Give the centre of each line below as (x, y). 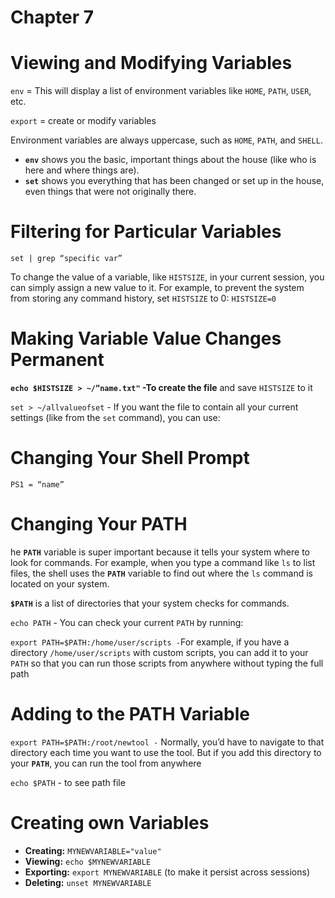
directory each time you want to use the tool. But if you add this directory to (166, 752)
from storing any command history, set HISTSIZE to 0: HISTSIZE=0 (143, 298)
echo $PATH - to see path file (68, 782)
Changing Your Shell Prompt (130, 458)
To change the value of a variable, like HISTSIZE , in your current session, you (167, 277)
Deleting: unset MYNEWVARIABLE (88, 882)
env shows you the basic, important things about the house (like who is (170, 160)
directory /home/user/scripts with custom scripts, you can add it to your (159, 652)
